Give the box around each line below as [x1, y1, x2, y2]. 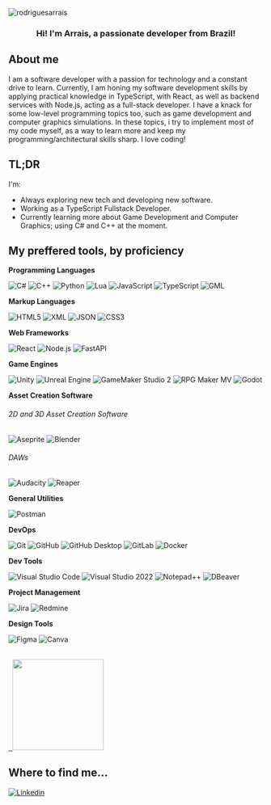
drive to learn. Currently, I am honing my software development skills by [8, 82, 248, 92]
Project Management [8, 587, 81, 597]
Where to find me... [8, 766, 108, 780]
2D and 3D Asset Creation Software [8, 409, 128, 419]
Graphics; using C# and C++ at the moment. [19, 221, 168, 230]
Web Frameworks [8, 328, 69, 338]
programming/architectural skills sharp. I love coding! [8, 134, 186, 144]
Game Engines [8, 360, 58, 369]
